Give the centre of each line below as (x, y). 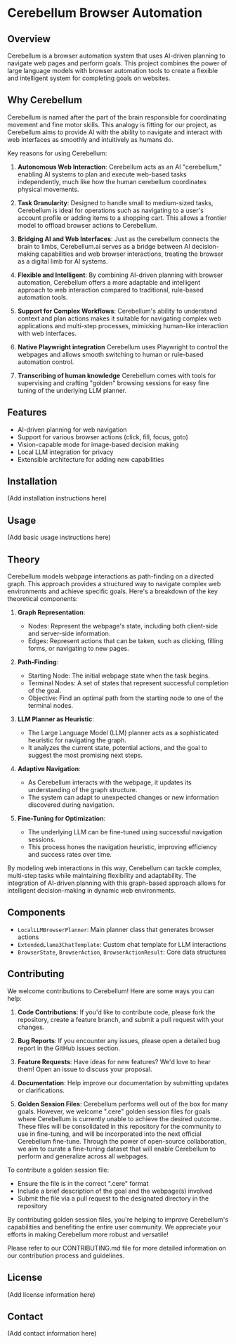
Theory (24, 559)
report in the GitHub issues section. (69, 1048)
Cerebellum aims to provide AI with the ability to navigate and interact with (115, 132)
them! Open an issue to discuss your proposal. (85, 1069)
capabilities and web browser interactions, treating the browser (132, 254)
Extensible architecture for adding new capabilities (91, 459)
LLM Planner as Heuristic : (56, 719)
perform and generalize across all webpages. (83, 1156)
